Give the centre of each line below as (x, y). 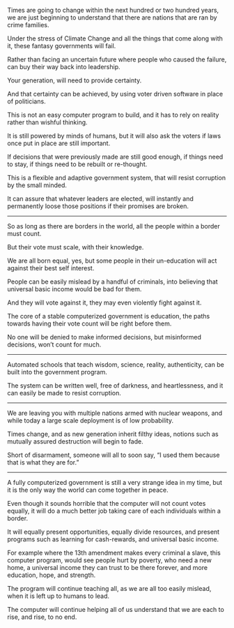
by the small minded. (37, 185)
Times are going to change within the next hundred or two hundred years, (113, 10)
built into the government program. (57, 372)
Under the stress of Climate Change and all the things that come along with (115, 38)
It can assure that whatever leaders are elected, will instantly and (100, 199)
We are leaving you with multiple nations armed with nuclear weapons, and (115, 413)
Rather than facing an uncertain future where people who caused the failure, (117, 59)
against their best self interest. (51, 268)
